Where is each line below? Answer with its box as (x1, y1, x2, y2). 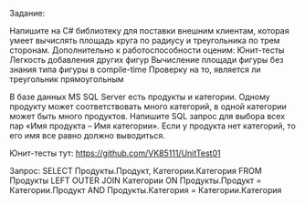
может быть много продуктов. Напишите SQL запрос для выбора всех (9, 111, 286, 121)
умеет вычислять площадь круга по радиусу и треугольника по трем (9, 36, 280, 46)
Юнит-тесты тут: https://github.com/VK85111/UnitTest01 (9, 148, 221, 158)
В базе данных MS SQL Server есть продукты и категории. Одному (9, 91, 271, 102)
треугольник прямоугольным (9, 74, 125, 85)
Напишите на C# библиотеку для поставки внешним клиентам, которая (9, 25, 289, 36)
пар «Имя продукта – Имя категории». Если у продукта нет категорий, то (9, 120, 297, 131)
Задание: (9, 8, 46, 18)
